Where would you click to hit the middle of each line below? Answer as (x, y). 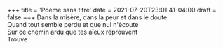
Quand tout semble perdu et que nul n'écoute (73, 24)
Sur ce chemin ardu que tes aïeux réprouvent (73, 32)
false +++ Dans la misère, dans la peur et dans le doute (87, 17)
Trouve (18, 39)
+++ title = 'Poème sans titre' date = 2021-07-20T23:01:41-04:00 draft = (112, 10)
